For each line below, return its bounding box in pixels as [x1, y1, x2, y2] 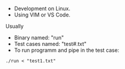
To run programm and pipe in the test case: [14, 47, 119, 54]
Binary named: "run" [14, 34, 64, 41]
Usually [5, 23, 24, 29]
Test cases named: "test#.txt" [14, 41, 87, 47]
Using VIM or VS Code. [14, 11, 71, 18]
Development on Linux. [14, 5, 71, 12]
